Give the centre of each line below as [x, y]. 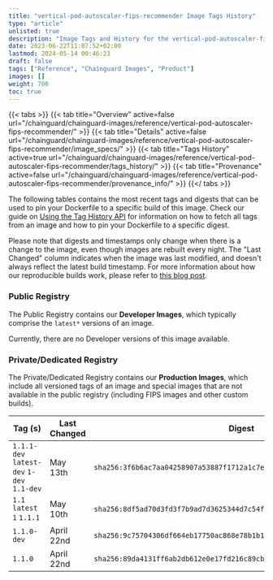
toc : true [25, 91]
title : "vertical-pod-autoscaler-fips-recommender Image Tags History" [132, 16]
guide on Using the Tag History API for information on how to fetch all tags [133, 217]
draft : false [30, 62]
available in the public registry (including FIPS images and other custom [128, 394]
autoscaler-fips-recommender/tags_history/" [83, 167]
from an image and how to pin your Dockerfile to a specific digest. [119, 225]
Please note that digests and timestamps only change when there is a [125, 241]
